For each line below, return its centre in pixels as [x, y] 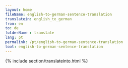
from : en [14, 24]
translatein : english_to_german [38, 19]
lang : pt [14, 38]
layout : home [19, 10]
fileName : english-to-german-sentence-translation [59, 14]
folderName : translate [30, 33]
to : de [12, 28]
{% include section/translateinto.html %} [47, 61]
